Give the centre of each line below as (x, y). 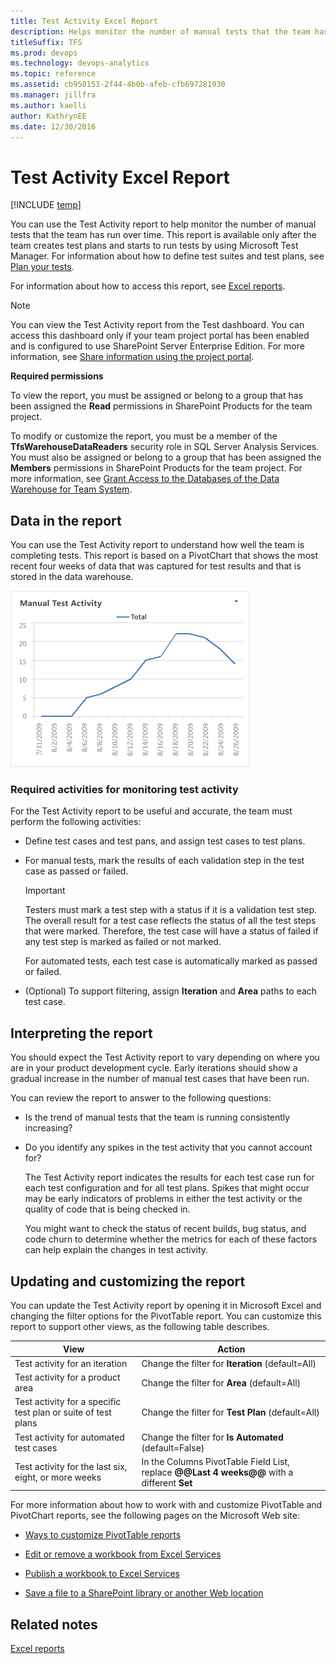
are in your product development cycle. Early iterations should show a (154, 1068)
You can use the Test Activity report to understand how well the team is (157, 545)
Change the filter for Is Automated (212, 1437)
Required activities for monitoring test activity (124, 790)
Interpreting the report (81, 1033)
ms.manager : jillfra (53, 95)
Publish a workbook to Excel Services (102, 1574)
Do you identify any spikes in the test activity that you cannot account (168, 1147)
